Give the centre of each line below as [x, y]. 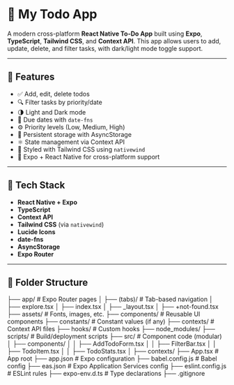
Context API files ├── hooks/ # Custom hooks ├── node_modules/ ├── [111, 329]
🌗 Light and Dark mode [52, 112]
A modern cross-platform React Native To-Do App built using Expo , [105, 34]
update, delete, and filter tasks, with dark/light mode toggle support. [105, 48]
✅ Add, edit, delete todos [54, 94]
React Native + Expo [47, 202]
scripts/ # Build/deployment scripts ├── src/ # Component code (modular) [115, 336]
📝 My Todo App [52, 14]
